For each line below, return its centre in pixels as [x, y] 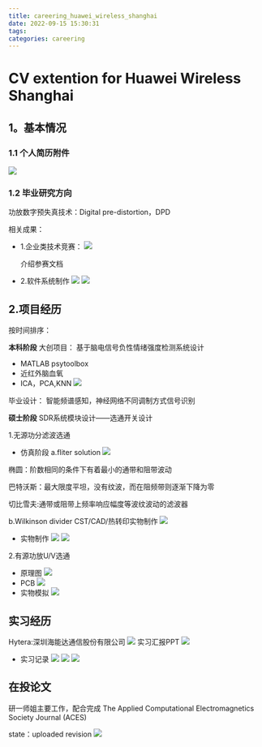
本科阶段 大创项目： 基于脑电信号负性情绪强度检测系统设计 [106, 348]
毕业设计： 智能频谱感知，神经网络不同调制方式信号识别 [102, 401]
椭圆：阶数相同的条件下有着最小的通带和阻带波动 [90, 470]
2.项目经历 [35, 309]
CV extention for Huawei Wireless [125, 79]
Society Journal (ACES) [48, 717]
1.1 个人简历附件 [39, 152]
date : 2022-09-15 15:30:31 [54, 24]
